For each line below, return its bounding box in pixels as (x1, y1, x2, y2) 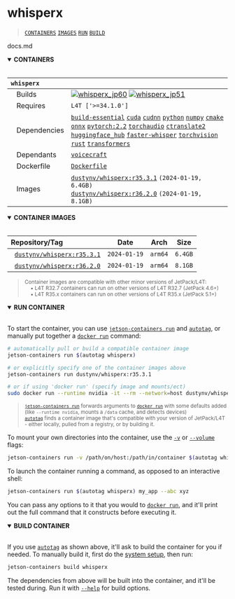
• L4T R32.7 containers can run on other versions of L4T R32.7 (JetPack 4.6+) (30, 284, 219, 291)
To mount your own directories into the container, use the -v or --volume (7, 433, 215, 442)
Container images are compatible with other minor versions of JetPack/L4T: (24, 278, 207, 285)
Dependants (16, 149, 57, 159)
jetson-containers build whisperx (7, 563, 108, 570)
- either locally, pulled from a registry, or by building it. (24, 421, 155, 428)
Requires (16, 100, 45, 110)
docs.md (7, 41, 33, 50)
